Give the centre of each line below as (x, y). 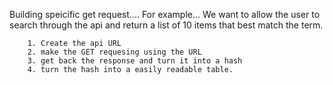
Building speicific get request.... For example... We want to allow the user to (165, 14)
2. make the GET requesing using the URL (114, 52)
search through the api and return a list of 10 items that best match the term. (166, 25)
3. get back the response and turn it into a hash (135, 61)
